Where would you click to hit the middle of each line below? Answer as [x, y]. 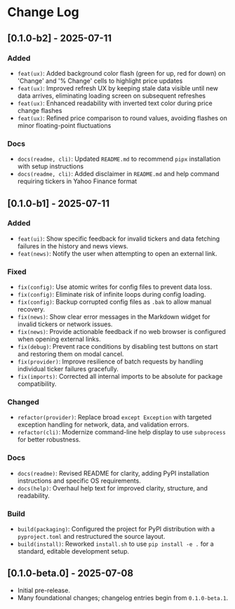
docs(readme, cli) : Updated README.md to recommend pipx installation [119, 159]
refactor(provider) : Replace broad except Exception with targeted [114, 417]
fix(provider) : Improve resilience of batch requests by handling [110, 361]
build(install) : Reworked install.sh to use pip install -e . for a [115, 544]
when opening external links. [59, 339]
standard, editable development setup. [73, 551]
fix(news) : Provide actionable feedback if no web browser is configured [122, 332]
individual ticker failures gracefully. [68, 369]
